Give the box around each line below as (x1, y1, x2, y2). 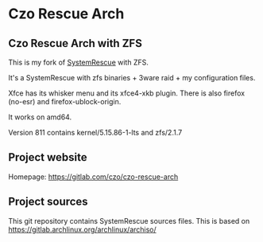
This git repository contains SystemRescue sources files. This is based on (8, 216, 250, 225)
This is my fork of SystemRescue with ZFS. (8, 57, 149, 67)
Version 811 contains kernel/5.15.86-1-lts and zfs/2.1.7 (8, 128, 183, 137)
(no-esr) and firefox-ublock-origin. (8, 97, 122, 106)
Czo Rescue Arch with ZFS (8, 37, 143, 50)
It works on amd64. (8, 112, 72, 122)
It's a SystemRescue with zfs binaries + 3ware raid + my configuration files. (8, 73, 256, 82)
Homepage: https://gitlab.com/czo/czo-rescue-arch (8, 172, 179, 181)
